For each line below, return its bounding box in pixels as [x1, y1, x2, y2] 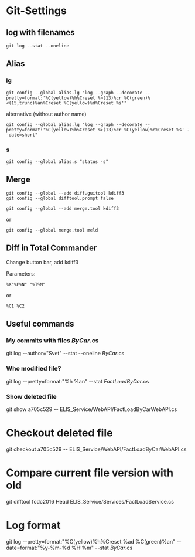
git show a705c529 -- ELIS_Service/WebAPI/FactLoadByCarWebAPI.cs [6, 406, 177, 413]
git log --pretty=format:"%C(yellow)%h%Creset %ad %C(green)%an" [6, 538, 176, 545]
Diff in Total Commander [6, 243, 97, 253]
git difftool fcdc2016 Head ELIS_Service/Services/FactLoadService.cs [6, 498, 175, 505]
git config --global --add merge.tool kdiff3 [6, 205, 119, 212]
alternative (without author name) [6, 110, 87, 117]
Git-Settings [6, 4, 67, 18]
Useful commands [6, 319, 74, 329]
